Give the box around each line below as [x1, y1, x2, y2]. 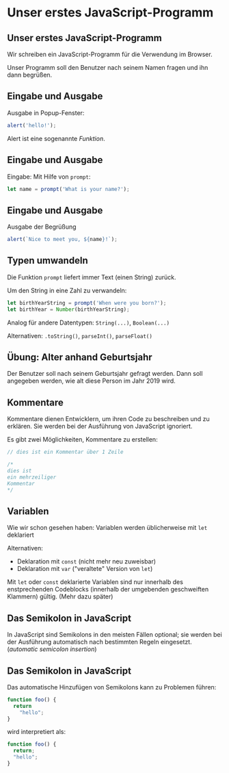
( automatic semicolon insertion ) [7, 645, 97, 653]
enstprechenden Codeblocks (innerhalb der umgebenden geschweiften [7, 585, 209, 594]
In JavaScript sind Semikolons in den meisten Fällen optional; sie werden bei [7, 631, 222, 639]
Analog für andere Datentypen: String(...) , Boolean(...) [7, 318, 170, 327]
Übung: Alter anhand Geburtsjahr [7, 351, 152, 364]
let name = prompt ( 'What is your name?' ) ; [7, 186, 130, 192]
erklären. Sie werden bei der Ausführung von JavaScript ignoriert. [7, 422, 193, 431]
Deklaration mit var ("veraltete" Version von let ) [16, 565, 153, 573]
